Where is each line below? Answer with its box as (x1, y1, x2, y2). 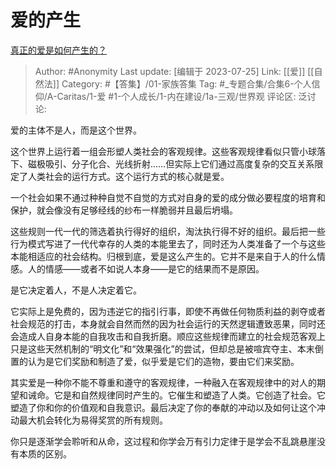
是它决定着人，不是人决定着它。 (10, 284, 142, 296)
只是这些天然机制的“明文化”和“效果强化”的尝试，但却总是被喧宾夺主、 (10, 342, 298, 355)
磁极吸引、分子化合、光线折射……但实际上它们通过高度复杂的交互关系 (27, 157, 315, 170)
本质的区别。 (18, 447, 72, 460)
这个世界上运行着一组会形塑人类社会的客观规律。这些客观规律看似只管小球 (10, 145, 317, 157)
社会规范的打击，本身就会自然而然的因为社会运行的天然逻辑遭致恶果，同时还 (10, 317, 326, 330)
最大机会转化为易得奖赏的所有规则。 (18, 414, 168, 426)
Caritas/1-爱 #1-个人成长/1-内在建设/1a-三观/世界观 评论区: (56, 90, 297, 102)
